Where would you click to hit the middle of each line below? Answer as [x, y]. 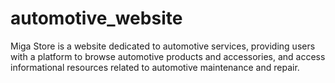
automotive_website [96, 18]
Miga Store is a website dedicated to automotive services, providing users [163, 46]
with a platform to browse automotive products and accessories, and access [168, 56]
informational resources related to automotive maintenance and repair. [155, 67]
